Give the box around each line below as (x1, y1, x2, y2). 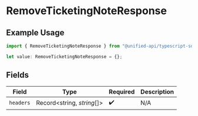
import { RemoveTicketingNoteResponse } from (6, 43, 120, 49)
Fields (6, 70, 29, 80)
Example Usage (6, 28, 65, 38)
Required (108, 87, 135, 95)
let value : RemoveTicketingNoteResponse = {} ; (6, 54, 123, 59)
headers (9, 100, 31, 107)
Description (140, 87, 174, 95)
